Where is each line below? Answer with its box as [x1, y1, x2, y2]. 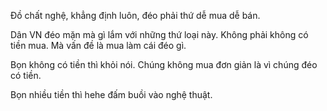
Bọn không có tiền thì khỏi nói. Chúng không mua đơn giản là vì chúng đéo [10, 59, 318, 70]
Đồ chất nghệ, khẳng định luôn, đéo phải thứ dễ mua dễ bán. [10, 10, 261, 21]
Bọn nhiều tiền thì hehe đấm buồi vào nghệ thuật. [10, 89, 213, 100]
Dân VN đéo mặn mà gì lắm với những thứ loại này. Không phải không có [10, 29, 309, 40]
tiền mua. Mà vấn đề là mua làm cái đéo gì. [10, 40, 187, 51]
